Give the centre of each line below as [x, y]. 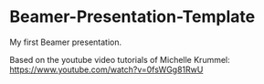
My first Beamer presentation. [65, 42]
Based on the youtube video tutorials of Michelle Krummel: [120, 59]
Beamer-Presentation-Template [132, 17]
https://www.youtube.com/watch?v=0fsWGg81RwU [106, 69]
